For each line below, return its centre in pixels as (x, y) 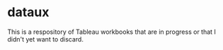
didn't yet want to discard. (45, 39)
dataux (28, 12)
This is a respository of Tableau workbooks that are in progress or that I (111, 32)
